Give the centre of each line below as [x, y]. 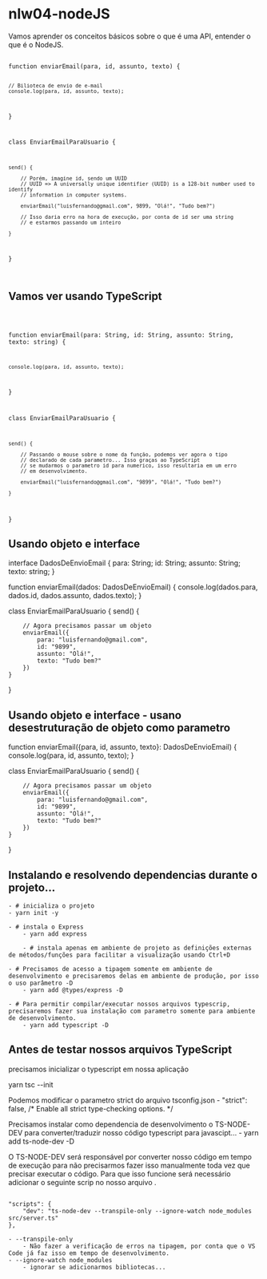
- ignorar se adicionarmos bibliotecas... [94, 1267]
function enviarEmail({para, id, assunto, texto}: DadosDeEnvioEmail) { [123, 747]
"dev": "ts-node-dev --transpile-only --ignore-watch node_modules [137, 1211]
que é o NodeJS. [36, 44]
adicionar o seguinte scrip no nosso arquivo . [83, 1182]
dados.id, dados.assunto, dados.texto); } [75, 596]
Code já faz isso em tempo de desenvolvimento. [89, 1253]
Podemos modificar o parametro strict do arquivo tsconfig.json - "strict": [128, 1100]
